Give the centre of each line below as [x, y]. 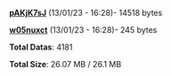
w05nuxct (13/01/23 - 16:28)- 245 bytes [83, 30]
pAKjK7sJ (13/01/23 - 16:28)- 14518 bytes [86, 13]
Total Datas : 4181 [41, 47]
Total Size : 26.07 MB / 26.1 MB [65, 64]
